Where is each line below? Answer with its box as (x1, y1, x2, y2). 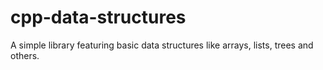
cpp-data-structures (10, 6, 187, 29)
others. (10, 49, 40, 61)
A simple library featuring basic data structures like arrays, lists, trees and (10, 39, 314, 51)
